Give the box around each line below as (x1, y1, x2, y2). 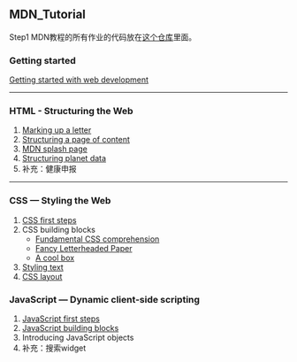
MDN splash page (21, 143, 88, 154)
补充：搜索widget (21, 343, 87, 353)
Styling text (21, 261, 64, 273)
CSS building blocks (21, 224, 95, 235)
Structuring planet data (21, 153, 107, 164)
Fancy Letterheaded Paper (34, 243, 133, 253)
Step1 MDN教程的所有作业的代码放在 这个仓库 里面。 (9, 31, 197, 42)
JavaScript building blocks (21, 323, 119, 333)
